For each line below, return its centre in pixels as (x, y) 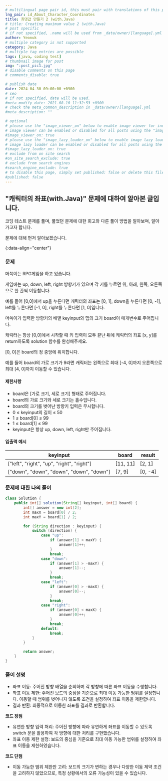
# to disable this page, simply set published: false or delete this (79, 172)
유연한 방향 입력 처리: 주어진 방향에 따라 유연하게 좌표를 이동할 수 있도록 (82, 727)
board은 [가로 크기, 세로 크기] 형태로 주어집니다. (59, 394)
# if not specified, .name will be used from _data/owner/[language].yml (84, 33)
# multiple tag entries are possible (44, 52)
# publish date (21, 84)
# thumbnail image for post (34, 61)
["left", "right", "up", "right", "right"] (49, 463)
